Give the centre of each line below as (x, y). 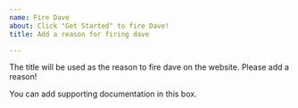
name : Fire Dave (39, 17)
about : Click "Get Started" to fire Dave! (89, 26)
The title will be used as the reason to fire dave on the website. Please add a (149, 67)
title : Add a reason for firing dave (79, 34)
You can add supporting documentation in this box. (103, 94)
